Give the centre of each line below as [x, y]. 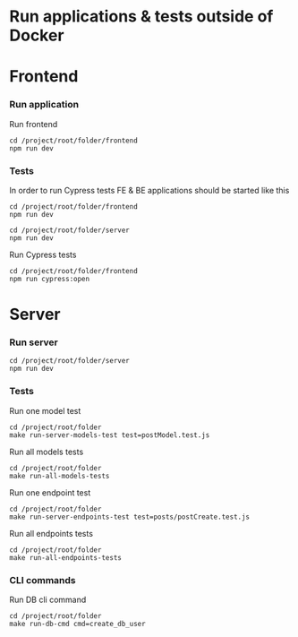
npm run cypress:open [50, 279]
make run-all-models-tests [60, 476]
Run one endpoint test [50, 492]
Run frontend [34, 124]
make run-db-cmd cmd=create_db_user [77, 624]
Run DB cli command [48, 600]
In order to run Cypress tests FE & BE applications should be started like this [149, 190]
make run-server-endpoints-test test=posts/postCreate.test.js [130, 517]
